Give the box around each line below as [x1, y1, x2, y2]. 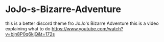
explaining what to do [5, 25, 51, 31]
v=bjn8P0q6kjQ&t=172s [5, 31, 55, 37]
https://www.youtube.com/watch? [51, 25, 124, 31]
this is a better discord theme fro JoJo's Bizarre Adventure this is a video [5, 20, 159, 26]
